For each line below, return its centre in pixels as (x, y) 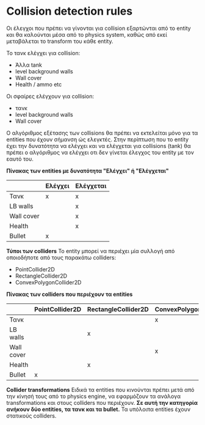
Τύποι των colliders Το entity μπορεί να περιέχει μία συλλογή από (91, 251)
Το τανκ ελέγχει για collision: (43, 53)
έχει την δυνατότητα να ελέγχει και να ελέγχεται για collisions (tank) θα (99, 146)
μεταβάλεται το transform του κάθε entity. (60, 41)
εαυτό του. (20, 159)
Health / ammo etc (38, 84)
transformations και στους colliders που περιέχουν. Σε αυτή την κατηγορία (102, 402)
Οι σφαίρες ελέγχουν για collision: (50, 96)
